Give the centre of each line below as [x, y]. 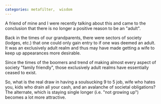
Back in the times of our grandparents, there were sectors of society [73, 38]
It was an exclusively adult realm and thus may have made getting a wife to [80, 48]
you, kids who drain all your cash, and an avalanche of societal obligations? [80, 87]
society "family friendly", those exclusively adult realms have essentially [77, 67]
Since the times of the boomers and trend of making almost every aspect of [80, 62]
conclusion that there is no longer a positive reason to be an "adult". [73, 28]
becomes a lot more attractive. [36, 97]
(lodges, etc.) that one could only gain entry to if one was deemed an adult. [80, 43]
